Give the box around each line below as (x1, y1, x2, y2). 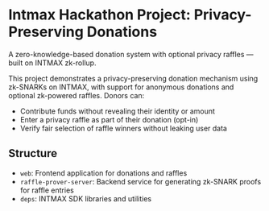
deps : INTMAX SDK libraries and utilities (19, 193, 151, 203)
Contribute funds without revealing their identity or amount (19, 106, 216, 116)
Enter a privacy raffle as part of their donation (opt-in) (19, 114, 199, 124)
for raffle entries (19, 185, 74, 195)
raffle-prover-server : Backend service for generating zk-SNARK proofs (19, 176, 262, 186)
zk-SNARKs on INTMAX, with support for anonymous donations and (8, 82, 234, 92)
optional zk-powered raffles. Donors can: (8, 90, 145, 100)
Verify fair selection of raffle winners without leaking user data (19, 123, 228, 133)
